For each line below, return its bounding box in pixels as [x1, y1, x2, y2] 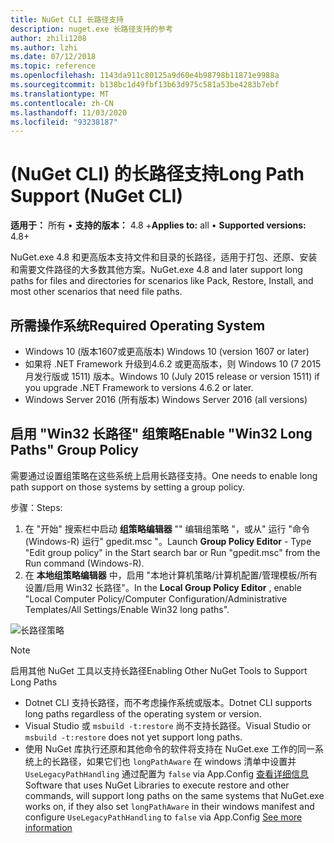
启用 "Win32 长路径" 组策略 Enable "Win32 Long [10, 426, 313, 443]
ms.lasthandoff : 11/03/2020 [10, 107, 128, 118]
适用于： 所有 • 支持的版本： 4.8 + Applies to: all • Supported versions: [10, 219, 307, 231]
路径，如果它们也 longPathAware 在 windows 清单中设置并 [59, 755, 297, 767]
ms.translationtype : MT [10, 89, 110, 99]
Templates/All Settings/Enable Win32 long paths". [24, 603, 230, 615]
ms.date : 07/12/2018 [10, 52, 97, 62]
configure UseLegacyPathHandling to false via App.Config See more [24, 811, 303, 823]
